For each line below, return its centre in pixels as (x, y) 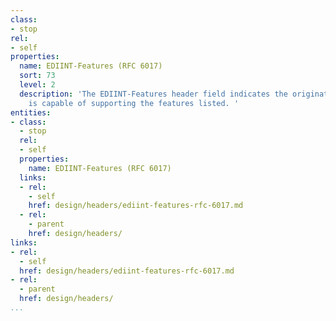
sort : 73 (37, 76)
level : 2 (37, 85)
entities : (31, 112)
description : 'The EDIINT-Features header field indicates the (153, 94)
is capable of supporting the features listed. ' (134, 103)
